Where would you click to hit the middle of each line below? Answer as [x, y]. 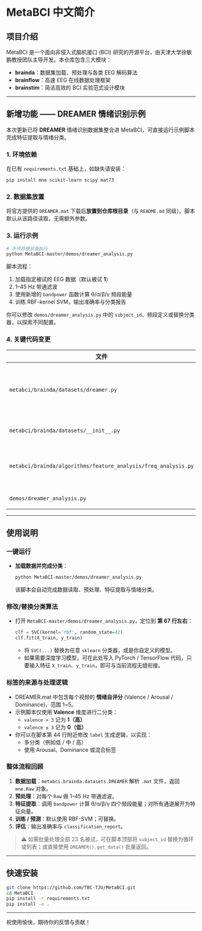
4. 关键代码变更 [29, 340]
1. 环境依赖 [22, 154]
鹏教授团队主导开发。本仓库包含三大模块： [59, 60]
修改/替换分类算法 [32, 607]
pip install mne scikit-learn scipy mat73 [60, 180]
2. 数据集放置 [25, 197]
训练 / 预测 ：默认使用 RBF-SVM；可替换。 [67, 819]
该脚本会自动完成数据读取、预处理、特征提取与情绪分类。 [86, 589]
